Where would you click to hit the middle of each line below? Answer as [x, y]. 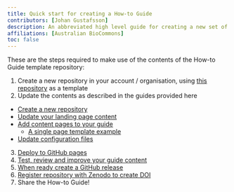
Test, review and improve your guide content [82, 160]
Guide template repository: [46, 67]
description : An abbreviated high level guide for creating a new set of [118, 27]
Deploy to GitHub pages [52, 153]
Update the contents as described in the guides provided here [108, 96]
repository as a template [53, 88]
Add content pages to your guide [65, 124]
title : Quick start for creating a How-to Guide [80, 14]
